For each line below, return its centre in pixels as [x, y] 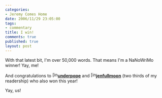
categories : [17, 10]
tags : [11, 23]
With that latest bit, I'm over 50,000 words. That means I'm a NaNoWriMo [79, 60]
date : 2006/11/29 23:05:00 [33, 19]
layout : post [18, 46]
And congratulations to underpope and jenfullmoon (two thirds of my [81, 75]
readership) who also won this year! [41, 81]
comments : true [21, 37]
